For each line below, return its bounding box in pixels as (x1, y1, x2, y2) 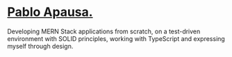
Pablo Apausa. (7, 4, 93, 20)
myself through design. (7, 42, 74, 50)
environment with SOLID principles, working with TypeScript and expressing (7, 34, 226, 42)
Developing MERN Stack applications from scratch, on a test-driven (7, 27, 201, 35)
